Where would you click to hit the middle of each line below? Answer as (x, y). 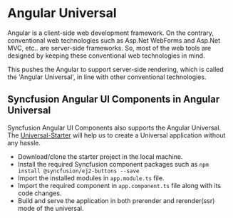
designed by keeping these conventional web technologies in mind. (106, 56)
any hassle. (24, 142)
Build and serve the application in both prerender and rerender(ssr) (116, 200)
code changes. (40, 193)
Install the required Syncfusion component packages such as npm (113, 164)
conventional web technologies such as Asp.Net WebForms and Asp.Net (114, 40)
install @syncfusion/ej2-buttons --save (78, 171)
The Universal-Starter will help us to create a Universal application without (116, 135)
